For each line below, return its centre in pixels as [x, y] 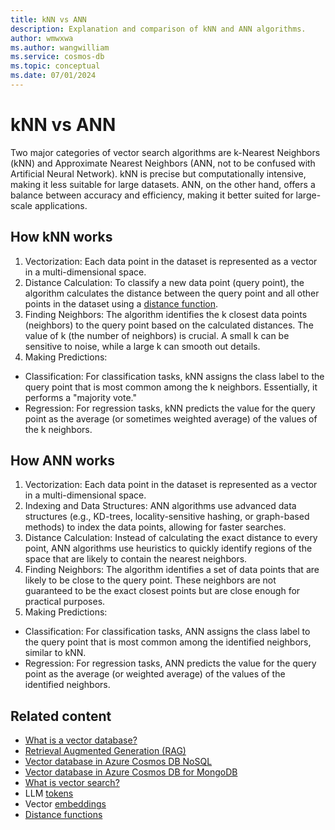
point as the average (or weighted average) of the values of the [155, 674]
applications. [61, 205]
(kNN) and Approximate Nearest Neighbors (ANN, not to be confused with [163, 163]
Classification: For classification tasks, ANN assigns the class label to [167, 632]
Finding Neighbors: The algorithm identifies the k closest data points [166, 314]
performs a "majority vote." [80, 397]
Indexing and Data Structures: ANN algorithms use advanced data [160, 506]
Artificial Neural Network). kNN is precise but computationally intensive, [158, 173]
